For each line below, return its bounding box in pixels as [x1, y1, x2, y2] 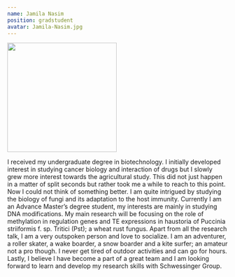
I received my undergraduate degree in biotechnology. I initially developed [7, 158, 222, 166]
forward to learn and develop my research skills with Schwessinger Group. [7, 262, 222, 270]
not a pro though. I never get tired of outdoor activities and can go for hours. [7, 247, 227, 255]
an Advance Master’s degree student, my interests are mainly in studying [7, 202, 218, 211]
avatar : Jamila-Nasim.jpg [7, 23, 83, 30]
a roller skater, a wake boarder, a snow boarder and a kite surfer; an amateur [7, 239, 228, 248]
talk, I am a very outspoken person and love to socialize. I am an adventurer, [7, 232, 227, 241]
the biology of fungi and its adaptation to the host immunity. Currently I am [7, 195, 222, 204]
